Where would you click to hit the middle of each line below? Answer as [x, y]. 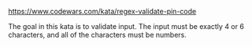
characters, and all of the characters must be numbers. [98, 35]
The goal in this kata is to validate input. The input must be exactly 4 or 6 [126, 26]
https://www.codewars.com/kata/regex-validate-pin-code [102, 11]
